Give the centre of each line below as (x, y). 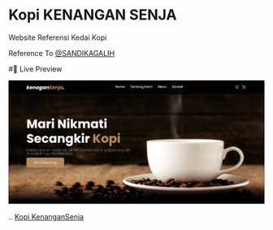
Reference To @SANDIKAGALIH (62, 53)
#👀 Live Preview (35, 69)
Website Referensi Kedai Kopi (58, 37)
